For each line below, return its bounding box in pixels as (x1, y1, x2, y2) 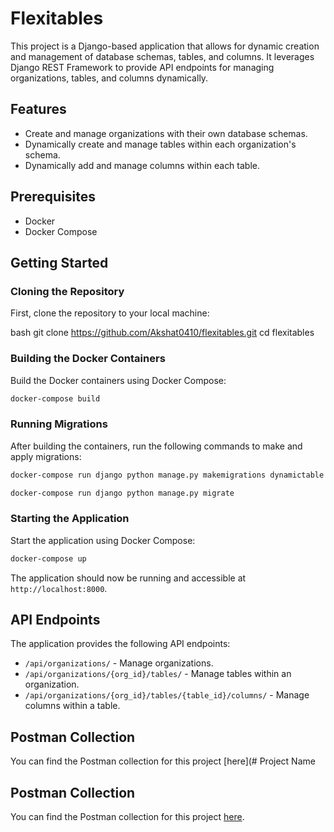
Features (10, 101, 67, 118)
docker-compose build (10, 393, 101, 404)
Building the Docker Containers (10, 352, 166, 366)
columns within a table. (24, 700, 121, 712)
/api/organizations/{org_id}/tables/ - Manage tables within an (24, 668, 292, 680)
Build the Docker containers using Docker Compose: (10, 374, 227, 386)
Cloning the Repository (10, 284, 125, 298)
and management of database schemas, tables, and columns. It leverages (10, 50, 315, 62)
